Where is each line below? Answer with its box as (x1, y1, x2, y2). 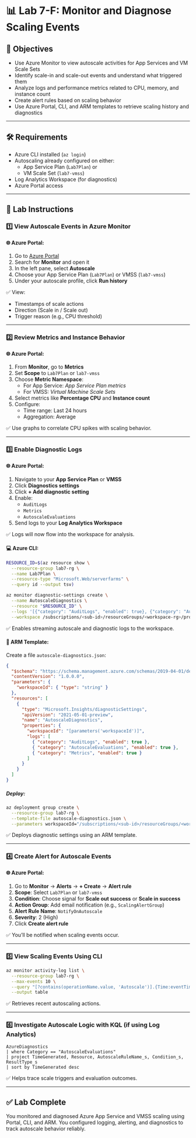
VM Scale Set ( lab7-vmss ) (23, 169, 85, 176)
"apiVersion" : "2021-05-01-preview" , (21, 712, 114, 718)
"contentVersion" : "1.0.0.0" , (11, 674, 85, 680)
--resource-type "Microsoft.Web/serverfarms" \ (11, 576, 129, 582)
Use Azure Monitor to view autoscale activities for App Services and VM (14, 59, 188, 66)
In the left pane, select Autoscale (14, 265, 95, 272)
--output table (11, 989, 48, 996)
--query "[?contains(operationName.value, (11, 984, 116, 990)
